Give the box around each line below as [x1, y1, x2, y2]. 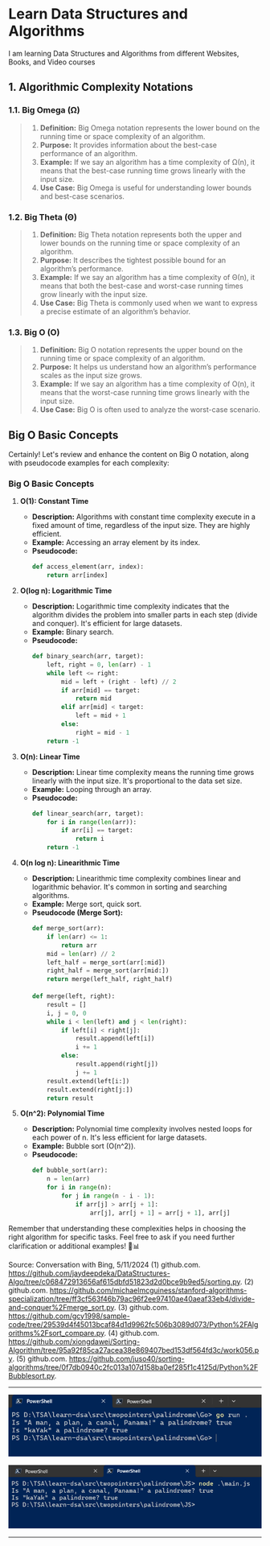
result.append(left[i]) [75, 1035, 155, 1043]
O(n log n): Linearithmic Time [19, 858, 121, 868]
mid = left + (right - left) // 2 [60, 678, 177, 686]
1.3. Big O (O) [8, 327, 60, 338]
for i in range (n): [47, 1184, 112, 1192]
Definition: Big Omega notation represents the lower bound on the [39, 122, 260, 133]
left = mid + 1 [75, 711, 126, 720]
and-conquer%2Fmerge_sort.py [8, 1302, 115, 1312]
